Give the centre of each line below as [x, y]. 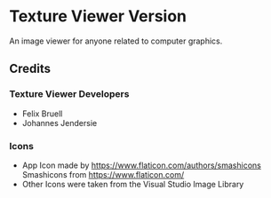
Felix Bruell [42, 114]
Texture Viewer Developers [69, 94]
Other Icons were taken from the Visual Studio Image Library [133, 184]
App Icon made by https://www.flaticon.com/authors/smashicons [142, 165]
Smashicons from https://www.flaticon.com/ [103, 174]
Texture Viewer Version [98, 16]
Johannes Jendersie [60, 123]
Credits [30, 69]
